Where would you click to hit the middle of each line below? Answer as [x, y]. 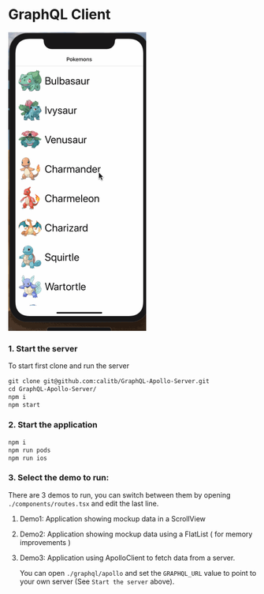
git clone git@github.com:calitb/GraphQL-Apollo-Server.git [109, 382]
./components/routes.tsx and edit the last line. [84, 503]
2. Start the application [53, 425]
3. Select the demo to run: [59, 478]
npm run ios [28, 458]
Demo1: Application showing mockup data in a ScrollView [113, 518]
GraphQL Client [59, 15]
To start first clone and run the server [69, 366]
